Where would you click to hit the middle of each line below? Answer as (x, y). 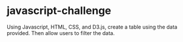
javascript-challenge (59, 11)
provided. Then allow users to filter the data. (61, 33)
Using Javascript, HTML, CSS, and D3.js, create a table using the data (92, 27)
